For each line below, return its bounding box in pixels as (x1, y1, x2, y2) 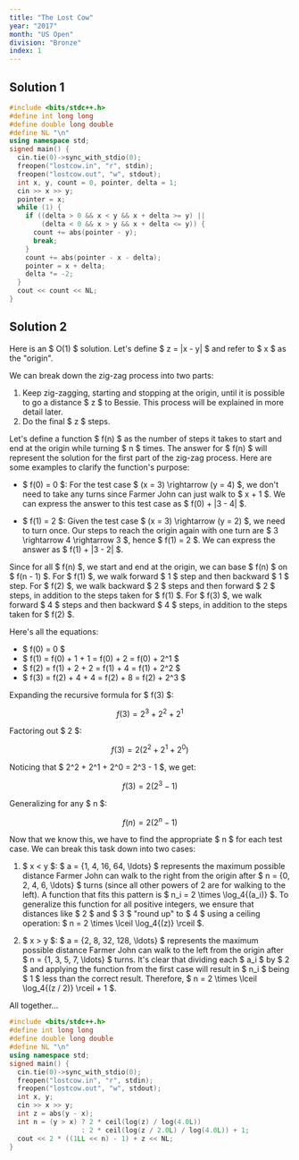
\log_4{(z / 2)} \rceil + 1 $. (21, 983, 117, 994)
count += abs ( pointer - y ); (32, 228, 138, 237)
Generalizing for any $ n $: (9, 797, 108, 808)
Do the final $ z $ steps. (21, 415, 111, 426)
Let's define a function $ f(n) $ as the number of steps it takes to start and (9, 433, 283, 444)
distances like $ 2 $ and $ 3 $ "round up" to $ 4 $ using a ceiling (21, 908, 261, 919)
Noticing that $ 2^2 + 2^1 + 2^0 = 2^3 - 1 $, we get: (9, 762, 196, 772)
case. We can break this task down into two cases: (9, 843, 196, 855)
